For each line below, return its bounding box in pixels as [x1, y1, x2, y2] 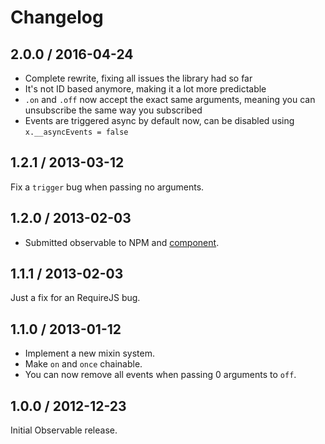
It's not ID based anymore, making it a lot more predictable [24, 83, 267, 95]
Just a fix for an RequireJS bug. [10, 292, 141, 304]
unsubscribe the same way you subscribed [24, 104, 203, 116]
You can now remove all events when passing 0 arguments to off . [24, 369, 297, 381]
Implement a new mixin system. [24, 347, 155, 360]
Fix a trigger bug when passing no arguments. [10, 181, 205, 193]
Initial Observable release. [10, 424, 118, 436]
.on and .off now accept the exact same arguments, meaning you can [24, 94, 316, 105]
